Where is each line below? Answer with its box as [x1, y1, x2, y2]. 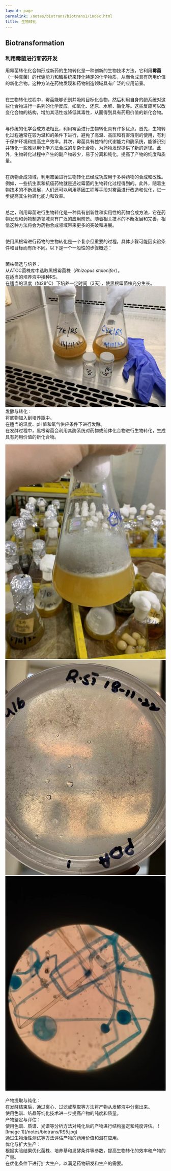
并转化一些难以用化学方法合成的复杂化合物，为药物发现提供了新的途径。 [5, 145, 157, 151]
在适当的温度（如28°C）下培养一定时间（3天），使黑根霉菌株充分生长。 [5, 280, 155, 286]
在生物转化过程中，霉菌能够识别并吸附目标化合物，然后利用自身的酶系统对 [5, 97, 161, 103]
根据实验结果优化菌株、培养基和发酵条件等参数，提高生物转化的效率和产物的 [5, 1147, 166, 1154]
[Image [5, 1129, 20, 1135]
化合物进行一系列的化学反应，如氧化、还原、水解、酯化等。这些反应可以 [9, 103, 161, 109]
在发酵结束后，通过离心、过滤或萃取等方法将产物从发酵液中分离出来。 [5, 1104, 153, 1110]
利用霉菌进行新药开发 [5, 55, 58, 62]
